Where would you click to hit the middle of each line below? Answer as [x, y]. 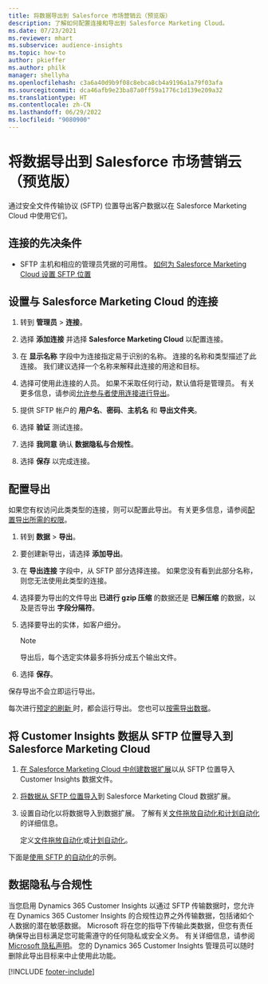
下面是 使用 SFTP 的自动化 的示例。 [65, 858]
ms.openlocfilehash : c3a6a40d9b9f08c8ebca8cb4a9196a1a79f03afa [116, 82]
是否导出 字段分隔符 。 [63, 608]
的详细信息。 [41, 823]
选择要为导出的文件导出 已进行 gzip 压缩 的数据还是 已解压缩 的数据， [134, 598]
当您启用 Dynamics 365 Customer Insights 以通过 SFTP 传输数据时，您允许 [132, 906]
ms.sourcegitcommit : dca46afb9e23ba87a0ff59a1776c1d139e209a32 [116, 90]
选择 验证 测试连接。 [53, 427]
